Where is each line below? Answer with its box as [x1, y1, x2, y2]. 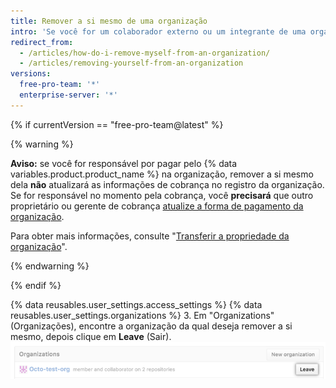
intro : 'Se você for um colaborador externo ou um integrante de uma [10, 26, 307, 37]
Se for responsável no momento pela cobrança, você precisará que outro [10, 189, 314, 201]
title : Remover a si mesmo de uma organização [10, 16, 208, 26]
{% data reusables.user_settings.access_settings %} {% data [10, 298, 263, 310]
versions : [10, 69, 52, 79]
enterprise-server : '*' [19, 90, 118, 100]
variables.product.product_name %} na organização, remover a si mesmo [10, 168, 314, 180]
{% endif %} [10, 279, 62, 291]
